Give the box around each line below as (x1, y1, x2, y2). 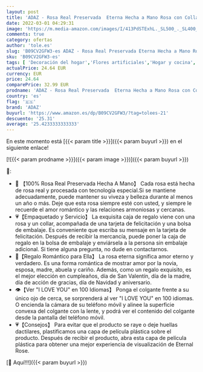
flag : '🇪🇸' (6, 98, 36, 104)
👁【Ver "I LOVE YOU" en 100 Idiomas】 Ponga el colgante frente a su (14, 286, 189, 293)
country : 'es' (6, 93, 42, 99)
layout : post (6, 8, 39, 15)
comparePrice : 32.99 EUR (6, 82, 69, 88)
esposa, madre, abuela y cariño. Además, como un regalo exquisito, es (14, 266, 192, 274)
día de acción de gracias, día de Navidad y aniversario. (14, 279, 152, 286)
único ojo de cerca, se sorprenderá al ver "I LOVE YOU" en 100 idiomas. (14, 295, 195, 302)
